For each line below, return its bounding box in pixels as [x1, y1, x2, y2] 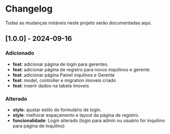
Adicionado [5, 50, 35, 57]
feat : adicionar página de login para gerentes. [12, 61, 109, 67]
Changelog [5, 3, 53, 15]
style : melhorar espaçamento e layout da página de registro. [12, 112, 140, 118]
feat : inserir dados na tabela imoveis [12, 82, 89, 88]
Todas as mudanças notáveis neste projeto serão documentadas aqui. [5, 20, 152, 26]
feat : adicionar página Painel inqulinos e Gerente [12, 72, 115, 78]
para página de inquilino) [12, 122, 65, 129]
